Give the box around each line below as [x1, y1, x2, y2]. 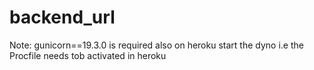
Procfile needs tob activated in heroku [9, 49, 167, 61]
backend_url [9, 6, 116, 29]
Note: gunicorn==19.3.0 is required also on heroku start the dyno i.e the [9, 39, 304, 51]
